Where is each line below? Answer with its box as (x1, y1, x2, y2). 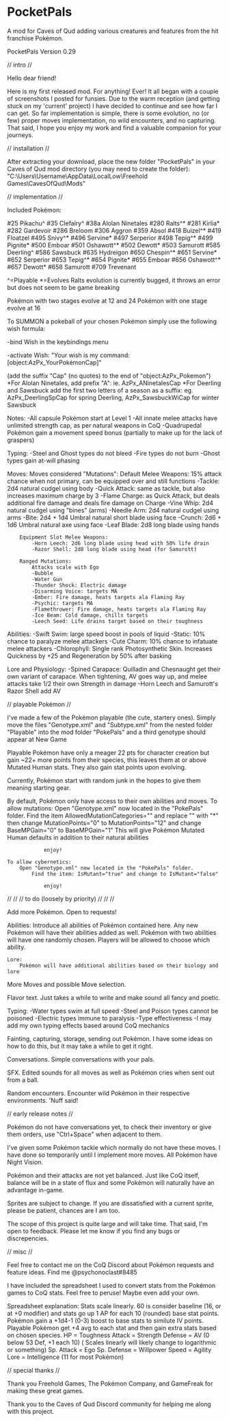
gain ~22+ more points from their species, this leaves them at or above (7, 755, 207, 764)
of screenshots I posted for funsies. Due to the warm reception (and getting (7, 94, 220, 103)
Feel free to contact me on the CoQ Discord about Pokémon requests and (7, 1260, 214, 1268)
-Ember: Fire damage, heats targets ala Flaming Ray (31, 593, 185, 600)
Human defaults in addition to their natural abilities (7, 833, 149, 842)
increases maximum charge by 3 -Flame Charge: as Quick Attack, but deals (7, 491, 220, 500)
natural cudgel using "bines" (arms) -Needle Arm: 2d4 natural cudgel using (7, 506, 219, 514)
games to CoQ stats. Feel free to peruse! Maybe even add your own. (7, 1288, 200, 1297)
